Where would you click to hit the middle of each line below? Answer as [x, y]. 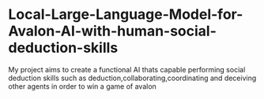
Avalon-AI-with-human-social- [113, 31]
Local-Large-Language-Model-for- [126, 15]
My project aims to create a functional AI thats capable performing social [127, 69]
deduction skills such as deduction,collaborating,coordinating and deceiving [132, 78]
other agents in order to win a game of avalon [82, 86]
